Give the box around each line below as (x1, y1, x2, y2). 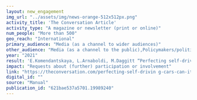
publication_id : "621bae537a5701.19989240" (6, 85, 114, 91)
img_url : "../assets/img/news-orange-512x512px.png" (6, 14, 138, 20)
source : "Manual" (6, 80, 49, 86)
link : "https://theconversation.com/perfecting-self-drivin (6, 69, 157, 75)
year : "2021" (6, 52, 38, 58)
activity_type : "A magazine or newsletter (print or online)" (6, 25, 161, 31)
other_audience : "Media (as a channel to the (6, 47, 119, 53)
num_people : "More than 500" (6, 31, 77, 36)
